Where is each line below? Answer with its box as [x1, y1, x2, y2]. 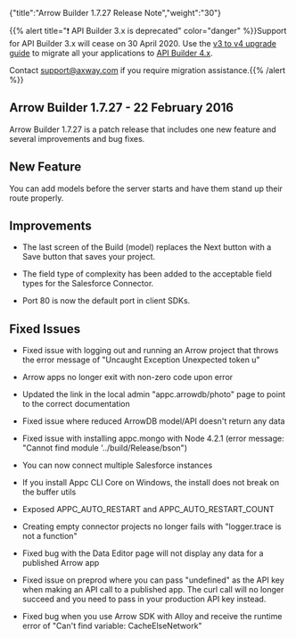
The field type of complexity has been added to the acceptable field [21, 269, 272, 279]
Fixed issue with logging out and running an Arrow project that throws [21, 345, 279, 356]
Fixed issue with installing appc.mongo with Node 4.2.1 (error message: [21, 433, 285, 444]
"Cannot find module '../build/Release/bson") [21, 443, 187, 453]
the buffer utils [21, 486, 77, 498]
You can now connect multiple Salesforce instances [21, 460, 213, 471]
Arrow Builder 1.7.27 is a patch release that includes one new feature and [9, 124, 276, 135]
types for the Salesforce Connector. [21, 278, 154, 289]
